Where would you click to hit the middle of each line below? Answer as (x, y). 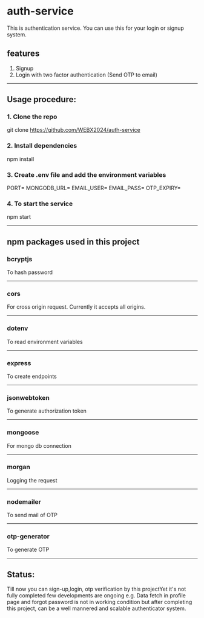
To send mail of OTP (32, 515)
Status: (21, 575)
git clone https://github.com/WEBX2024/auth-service (74, 130)
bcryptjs (20, 259)
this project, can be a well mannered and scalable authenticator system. (97, 608)
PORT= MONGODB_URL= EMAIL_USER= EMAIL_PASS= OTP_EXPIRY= (94, 188)
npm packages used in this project (73, 242)
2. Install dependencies (42, 146)
